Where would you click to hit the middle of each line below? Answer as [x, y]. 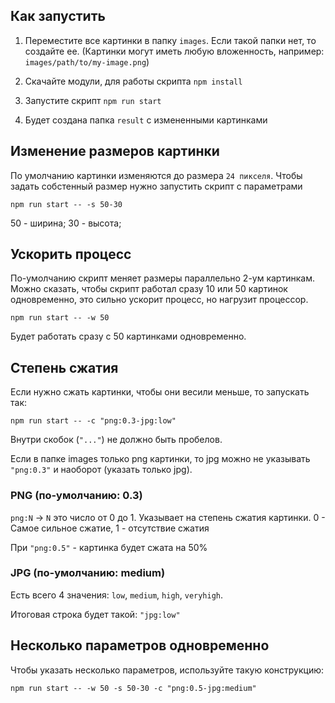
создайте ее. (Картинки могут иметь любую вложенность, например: [174, 51]
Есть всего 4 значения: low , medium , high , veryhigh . [117, 595]
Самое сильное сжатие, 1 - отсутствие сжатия [110, 528]
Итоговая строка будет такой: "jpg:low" [95, 614]
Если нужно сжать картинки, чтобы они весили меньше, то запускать [160, 392]
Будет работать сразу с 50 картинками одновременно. [128, 336]
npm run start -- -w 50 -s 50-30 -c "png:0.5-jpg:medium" [133, 688]
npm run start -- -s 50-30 [66, 204]
